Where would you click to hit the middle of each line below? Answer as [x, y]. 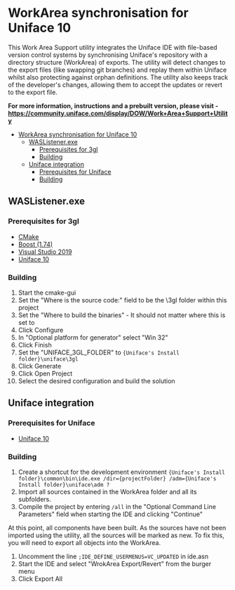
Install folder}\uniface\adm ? [64, 485]
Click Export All [40, 579]
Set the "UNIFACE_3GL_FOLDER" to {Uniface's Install [99, 352]
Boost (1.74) [35, 244]
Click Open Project [45, 373]
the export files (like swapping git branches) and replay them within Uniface [117, 70]
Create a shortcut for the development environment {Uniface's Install [121, 472]
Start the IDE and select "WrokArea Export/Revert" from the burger [115, 563]
